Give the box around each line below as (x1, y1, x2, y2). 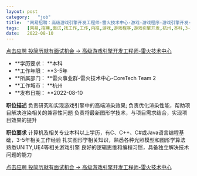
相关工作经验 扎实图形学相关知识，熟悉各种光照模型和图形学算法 (30, 137, 186, 144)
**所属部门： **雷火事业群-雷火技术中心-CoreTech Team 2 (14, 75, 157, 82)
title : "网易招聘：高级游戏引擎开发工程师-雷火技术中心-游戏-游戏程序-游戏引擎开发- (6, 19, 192, 25)
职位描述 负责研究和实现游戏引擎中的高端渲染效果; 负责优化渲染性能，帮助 (6, 102, 186, 109)
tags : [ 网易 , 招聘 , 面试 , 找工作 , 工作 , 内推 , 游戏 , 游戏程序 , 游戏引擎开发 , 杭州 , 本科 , (6, 25, 186, 31)
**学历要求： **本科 (14, 60, 63, 67)
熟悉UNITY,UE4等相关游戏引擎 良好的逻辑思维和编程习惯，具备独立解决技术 (6, 144, 189, 151)
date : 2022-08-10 (6, 31, 54, 36)
